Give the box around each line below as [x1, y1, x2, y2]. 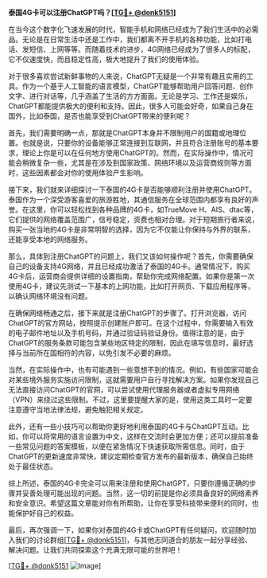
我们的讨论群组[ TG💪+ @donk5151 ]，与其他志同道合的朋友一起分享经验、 [14, 535, 253, 545]
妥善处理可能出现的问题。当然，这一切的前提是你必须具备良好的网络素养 [21, 489, 259, 498]
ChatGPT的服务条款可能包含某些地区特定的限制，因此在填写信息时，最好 [8, 338, 247, 347]
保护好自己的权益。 [14, 509, 78, 517]
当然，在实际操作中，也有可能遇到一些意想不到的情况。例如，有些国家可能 [8, 365, 252, 374]
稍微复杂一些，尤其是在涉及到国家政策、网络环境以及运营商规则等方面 [21, 158, 252, 167]
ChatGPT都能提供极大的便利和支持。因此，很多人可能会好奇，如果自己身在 [8, 101, 254, 111]
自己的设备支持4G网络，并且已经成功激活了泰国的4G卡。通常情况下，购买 [8, 262, 250, 271]
